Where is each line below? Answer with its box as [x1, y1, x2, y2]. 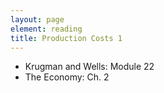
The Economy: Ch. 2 [24, 71, 110, 83]
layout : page [10, 14, 65, 25]
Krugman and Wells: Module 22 [24, 61, 155, 73]
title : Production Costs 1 [10, 33, 123, 43]
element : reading [10, 24, 83, 34]
